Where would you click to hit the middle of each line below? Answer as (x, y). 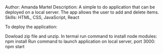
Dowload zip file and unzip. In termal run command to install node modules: (81, 36)
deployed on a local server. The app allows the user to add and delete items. (82, 12)
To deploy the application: (31, 27)
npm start (15, 46)
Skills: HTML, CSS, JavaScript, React (42, 17)
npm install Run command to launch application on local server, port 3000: (80, 41)
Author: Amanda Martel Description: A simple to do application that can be (80, 7)
